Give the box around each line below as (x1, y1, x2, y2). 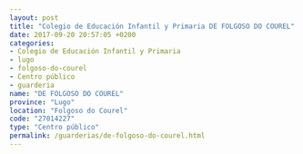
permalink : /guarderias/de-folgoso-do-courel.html (9, 131, 206, 140)
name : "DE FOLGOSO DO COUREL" (9, 89, 125, 98)
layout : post (9, 13, 59, 23)
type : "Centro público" (9, 123, 100, 132)
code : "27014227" (9, 114, 76, 123)
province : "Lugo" (9, 97, 76, 107)
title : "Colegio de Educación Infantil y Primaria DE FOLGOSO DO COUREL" (9, 22, 296, 31)
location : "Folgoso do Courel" (9, 106, 128, 115)
